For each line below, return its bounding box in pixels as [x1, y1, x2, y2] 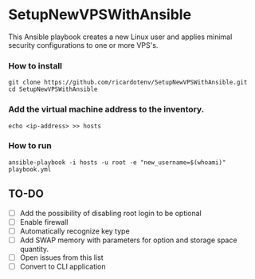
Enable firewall [19, 217, 69, 226]
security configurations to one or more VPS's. [8, 40, 159, 49]
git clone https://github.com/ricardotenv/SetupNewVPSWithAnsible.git [8, 78, 248, 87]
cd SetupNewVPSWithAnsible [8, 85, 98, 93]
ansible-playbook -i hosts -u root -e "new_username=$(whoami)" [8, 158, 226, 167]
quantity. [19, 244, 49, 253]
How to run [8, 140, 52, 151]
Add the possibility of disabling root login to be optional [19, 208, 202, 218]
